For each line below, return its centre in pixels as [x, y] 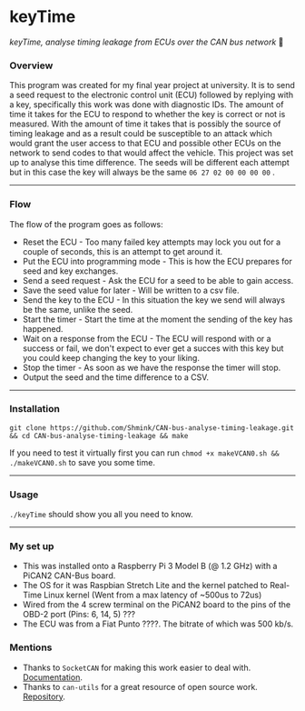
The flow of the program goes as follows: [86, 224]
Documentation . [53, 677]
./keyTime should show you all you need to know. [101, 515]
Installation [35, 409]
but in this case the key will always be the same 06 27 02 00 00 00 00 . [142, 172]
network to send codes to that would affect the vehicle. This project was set [152, 153]
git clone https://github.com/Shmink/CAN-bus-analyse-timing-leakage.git [152, 428]
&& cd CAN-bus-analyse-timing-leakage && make [99, 436]
